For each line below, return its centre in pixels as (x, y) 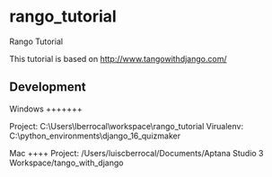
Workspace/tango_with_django (66, 163)
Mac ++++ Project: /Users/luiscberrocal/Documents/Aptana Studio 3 (136, 153)
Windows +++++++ (46, 109)
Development (48, 87)
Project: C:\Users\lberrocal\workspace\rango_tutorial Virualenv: (127, 126)
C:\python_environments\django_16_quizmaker (95, 136)
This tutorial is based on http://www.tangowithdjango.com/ (118, 58)
